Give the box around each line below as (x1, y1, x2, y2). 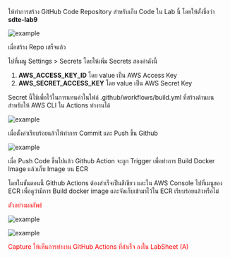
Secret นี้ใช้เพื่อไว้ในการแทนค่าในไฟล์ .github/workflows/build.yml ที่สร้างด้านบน (8, 93, 214, 101)
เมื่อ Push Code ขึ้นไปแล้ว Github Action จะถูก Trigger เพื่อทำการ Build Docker (8, 157, 215, 165)
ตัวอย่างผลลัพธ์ (8, 201, 42, 209)
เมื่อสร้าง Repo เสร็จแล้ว (8, 43, 66, 51)
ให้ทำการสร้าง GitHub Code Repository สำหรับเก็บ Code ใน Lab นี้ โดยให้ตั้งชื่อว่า (8, 8, 215, 16)
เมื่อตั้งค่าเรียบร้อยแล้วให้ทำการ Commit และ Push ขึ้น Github (8, 129, 158, 137)
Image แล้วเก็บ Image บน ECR (8, 165, 89, 173)
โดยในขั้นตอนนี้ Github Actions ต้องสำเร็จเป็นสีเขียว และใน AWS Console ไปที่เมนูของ (8, 179, 223, 187)
